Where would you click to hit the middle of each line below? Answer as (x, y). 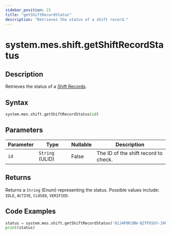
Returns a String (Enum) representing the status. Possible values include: (82, 190)
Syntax (17, 102)
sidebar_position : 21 (28, 10)
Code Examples (31, 211)
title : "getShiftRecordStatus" (38, 15)
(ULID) (47, 159)
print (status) (20, 228)
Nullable (81, 144)
